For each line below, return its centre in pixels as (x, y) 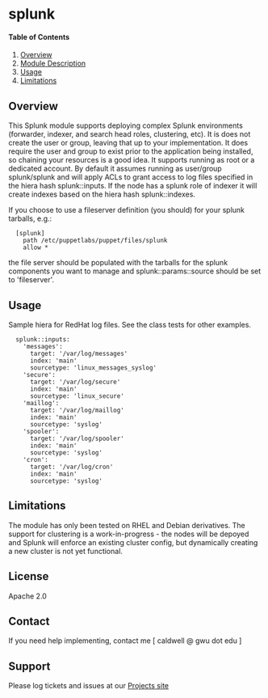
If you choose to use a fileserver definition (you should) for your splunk (126, 210)
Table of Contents (39, 36)
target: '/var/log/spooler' (77, 439)
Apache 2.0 (27, 596)
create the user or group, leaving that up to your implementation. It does (128, 143)
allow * (36, 247)
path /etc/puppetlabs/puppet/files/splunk (95, 241)
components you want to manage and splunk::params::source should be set (135, 271)
